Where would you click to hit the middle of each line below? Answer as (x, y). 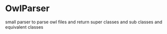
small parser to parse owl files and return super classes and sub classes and (84, 22)
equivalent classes (24, 27)
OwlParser (27, 8)
